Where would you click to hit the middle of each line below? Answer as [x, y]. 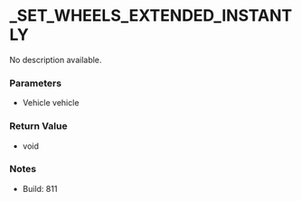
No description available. [56, 59]
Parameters [35, 83]
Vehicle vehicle [51, 103]
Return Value [38, 126]
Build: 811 [40, 188]
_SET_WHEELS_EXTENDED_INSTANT [151, 16]
